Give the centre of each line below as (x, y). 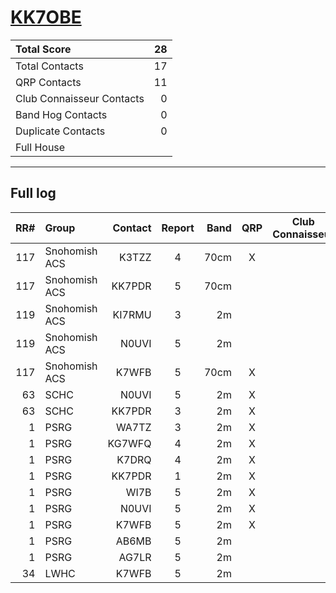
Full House (40, 147)
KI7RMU (132, 314)
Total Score (43, 49)
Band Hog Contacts (61, 114)
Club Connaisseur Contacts (80, 98)
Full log (33, 193)
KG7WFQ (129, 443)
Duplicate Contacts (60, 131)
